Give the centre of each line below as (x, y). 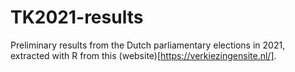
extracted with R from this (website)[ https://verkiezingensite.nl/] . (143, 55)
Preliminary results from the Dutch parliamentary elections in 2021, (148, 45)
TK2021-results (77, 17)
